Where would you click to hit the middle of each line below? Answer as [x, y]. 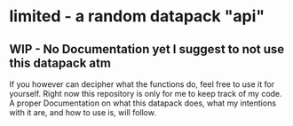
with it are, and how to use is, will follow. [83, 112]
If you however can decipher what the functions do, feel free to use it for [142, 84]
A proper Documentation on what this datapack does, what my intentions [143, 103]
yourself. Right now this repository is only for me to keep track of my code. [146, 94]
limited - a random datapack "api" [137, 16]
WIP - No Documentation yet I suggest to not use [147, 49]
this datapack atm [60, 63]
